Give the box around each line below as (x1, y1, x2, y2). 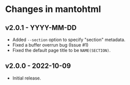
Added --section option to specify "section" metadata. (12, 36, 126, 42)
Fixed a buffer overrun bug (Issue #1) (12, 42, 89, 48)
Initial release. (12, 75, 41, 81)
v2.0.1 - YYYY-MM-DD (5, 23, 77, 32)
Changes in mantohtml (5, 3, 101, 15)
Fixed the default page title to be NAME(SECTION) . (12, 47, 111, 53)
